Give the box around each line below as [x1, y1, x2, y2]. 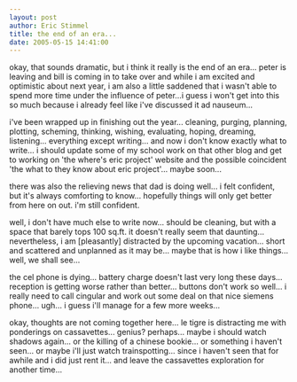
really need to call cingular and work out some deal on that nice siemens [9, 291, 274, 301]
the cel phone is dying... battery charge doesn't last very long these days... [9, 272, 283, 283]
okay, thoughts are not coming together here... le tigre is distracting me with [9, 317, 286, 328]
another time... [9, 364, 63, 375]
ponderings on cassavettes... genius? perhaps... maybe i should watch [9, 327, 268, 338]
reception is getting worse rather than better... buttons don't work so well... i [9, 281, 287, 292]
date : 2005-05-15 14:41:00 [9, 37, 109, 47]
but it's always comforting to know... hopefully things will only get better [9, 191, 272, 201]
